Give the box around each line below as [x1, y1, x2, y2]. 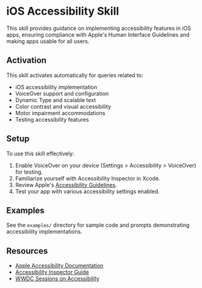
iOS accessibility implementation [15, 83, 98, 90]
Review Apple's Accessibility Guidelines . [15, 181, 117, 188]
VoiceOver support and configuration [15, 90, 109, 97]
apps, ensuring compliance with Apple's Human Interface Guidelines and [6, 31, 190, 38]
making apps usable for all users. [6, 37, 90, 45]
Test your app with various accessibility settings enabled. [15, 188, 160, 195]
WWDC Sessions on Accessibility [15, 275, 99, 282]
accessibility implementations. [6, 228, 82, 235]
